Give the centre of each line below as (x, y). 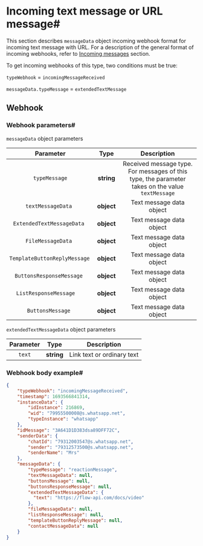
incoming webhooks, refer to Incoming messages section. (78, 53)
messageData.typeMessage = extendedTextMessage (66, 88)
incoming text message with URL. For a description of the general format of (100, 47)
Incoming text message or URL (85, 11)
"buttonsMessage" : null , (59, 481)
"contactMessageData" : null (63, 526)
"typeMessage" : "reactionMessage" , (73, 470)
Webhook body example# (45, 373)
